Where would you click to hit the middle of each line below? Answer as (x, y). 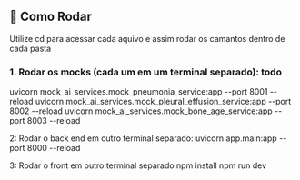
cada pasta (30, 48)
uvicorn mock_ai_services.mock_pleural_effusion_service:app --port (163, 102)
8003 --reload (54, 121)
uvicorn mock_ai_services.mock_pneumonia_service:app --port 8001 (139, 92)
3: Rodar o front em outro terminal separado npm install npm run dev (138, 165)
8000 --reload (54, 148)
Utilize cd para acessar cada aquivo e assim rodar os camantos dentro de (147, 38)
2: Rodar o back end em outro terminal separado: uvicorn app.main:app (143, 138)
